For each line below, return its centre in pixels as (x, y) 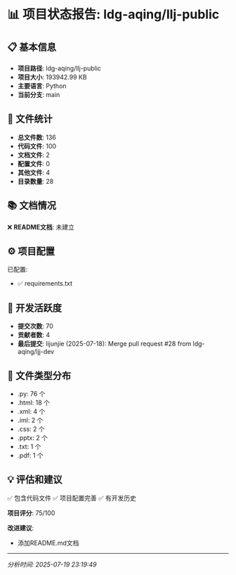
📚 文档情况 (32, 206)
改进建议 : (21, 528)
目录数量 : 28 (35, 181)
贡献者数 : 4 (34, 335)
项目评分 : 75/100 (31, 513)
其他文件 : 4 (34, 172)
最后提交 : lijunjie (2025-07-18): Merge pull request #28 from (104, 344)
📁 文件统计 (30, 119)
